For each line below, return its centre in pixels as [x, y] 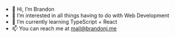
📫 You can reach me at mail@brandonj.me [64, 28]
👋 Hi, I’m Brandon [33, 9]
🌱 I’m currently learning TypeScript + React [64, 22]
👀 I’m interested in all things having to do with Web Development [90, 15]
